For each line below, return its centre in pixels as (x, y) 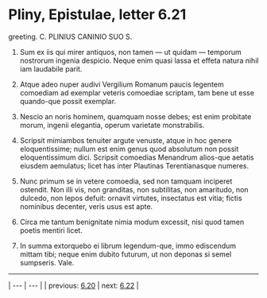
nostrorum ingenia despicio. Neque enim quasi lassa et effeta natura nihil (139, 60)
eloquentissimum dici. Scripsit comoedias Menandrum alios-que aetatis (137, 157)
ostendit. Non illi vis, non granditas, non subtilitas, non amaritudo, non (134, 189)
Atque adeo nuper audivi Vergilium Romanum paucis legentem (122, 84)
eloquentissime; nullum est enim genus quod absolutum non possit (129, 149)
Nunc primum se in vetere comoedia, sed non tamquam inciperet (126, 181)
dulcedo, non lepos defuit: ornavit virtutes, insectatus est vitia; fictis (131, 198)
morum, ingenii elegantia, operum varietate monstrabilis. (112, 125)
